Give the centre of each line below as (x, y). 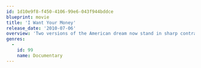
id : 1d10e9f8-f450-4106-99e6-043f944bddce (60, 12)
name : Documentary (40, 56)
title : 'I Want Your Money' (41, 22)
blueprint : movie (28, 17)
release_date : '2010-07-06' (41, 28)
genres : (16, 39)
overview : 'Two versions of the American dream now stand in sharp (92, 34)
